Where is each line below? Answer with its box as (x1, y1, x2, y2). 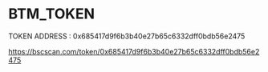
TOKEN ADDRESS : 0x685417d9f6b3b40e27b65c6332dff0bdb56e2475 (8, 31, 246, 41)
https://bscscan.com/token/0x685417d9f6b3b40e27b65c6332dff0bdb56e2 (8, 46, 260, 56)
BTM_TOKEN (8, 5, 95, 23)
